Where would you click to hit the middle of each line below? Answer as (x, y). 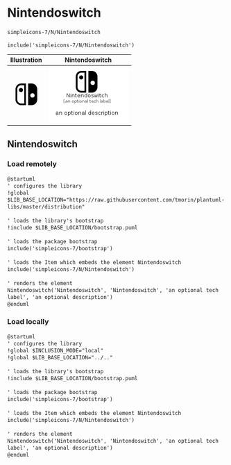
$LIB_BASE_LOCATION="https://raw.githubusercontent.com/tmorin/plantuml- (116, 199)
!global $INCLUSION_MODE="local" (55, 351)
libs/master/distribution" (46, 206)
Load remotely (32, 163)
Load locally (28, 321)
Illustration (26, 60)
